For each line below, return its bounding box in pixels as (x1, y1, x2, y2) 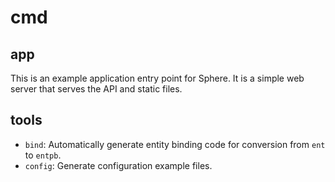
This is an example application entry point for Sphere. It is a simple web (10, 72, 305, 84)
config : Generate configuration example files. (24, 159, 213, 171)
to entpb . (24, 149, 62, 161)
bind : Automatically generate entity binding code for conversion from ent (24, 138, 326, 150)
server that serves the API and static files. (10, 83, 183, 95)
